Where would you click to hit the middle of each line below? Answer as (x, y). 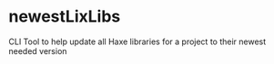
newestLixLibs (65, 17)
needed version (38, 50)
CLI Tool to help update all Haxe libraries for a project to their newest (137, 41)
